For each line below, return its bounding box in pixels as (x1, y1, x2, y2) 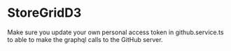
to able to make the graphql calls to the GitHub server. (7, 35, 163, 43)
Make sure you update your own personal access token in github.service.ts (7, 28, 224, 36)
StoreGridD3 (7, 5, 82, 21)
